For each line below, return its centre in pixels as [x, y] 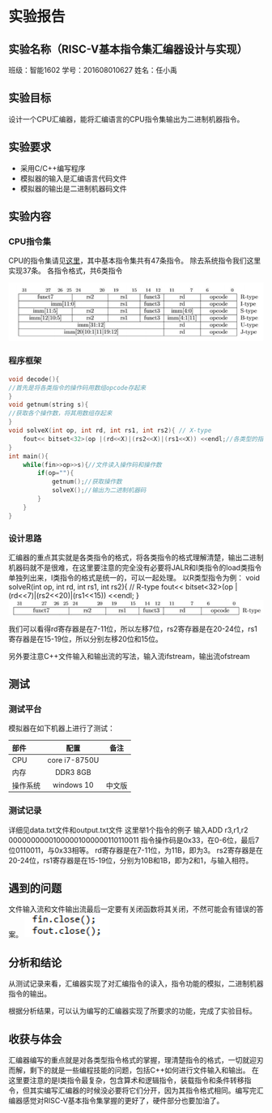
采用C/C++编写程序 [53, 168]
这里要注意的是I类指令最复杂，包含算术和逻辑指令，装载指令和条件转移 [126, 1080]
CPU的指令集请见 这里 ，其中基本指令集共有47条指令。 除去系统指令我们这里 [135, 261]
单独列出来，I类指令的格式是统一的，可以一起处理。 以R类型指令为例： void [134, 577]
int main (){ [28, 456]
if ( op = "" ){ [56, 473]
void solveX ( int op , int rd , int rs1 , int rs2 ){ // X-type [110, 430]
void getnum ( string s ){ [49, 405]
